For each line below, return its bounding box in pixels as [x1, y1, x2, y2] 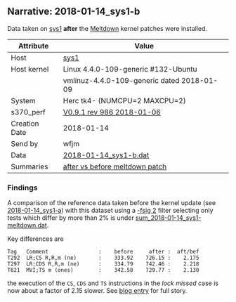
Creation [11, 119, 40, 129]
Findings [7, 183, 38, 192]
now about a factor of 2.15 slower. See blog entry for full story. [7, 287, 188, 295]
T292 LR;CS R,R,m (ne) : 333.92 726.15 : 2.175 [7, 254, 199, 262]
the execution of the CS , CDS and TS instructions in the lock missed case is [7, 279, 219, 287]
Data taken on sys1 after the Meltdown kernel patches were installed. [7, 24, 208, 32]
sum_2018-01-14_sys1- [136, 214, 202, 222]
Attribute [18, 41, 49, 51]
